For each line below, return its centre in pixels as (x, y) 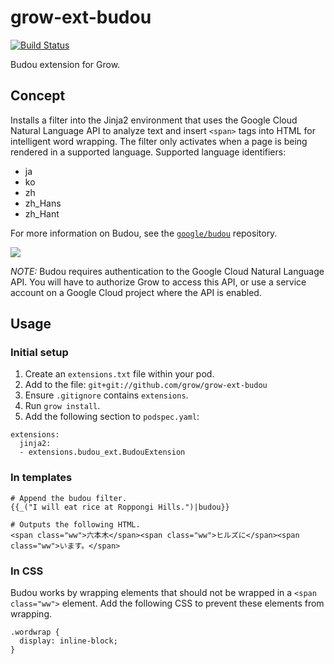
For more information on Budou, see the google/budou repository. (144, 233)
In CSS (27, 571)
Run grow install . (62, 406)
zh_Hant (42, 213)
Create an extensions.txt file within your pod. (119, 374)
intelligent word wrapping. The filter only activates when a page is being (159, 141)
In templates (41, 478)
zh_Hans (43, 203)
